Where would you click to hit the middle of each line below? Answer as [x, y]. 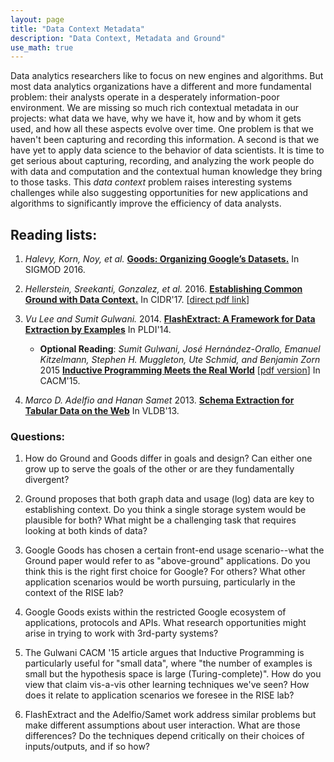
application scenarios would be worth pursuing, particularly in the [160, 582]
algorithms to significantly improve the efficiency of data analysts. [146, 203]
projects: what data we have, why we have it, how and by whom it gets [156, 118]
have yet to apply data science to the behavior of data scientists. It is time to [167, 150]
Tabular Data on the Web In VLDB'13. [102, 411]
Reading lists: [54, 234]
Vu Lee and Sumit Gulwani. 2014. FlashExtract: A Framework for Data [170, 319]
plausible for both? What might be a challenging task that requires [160, 520]
